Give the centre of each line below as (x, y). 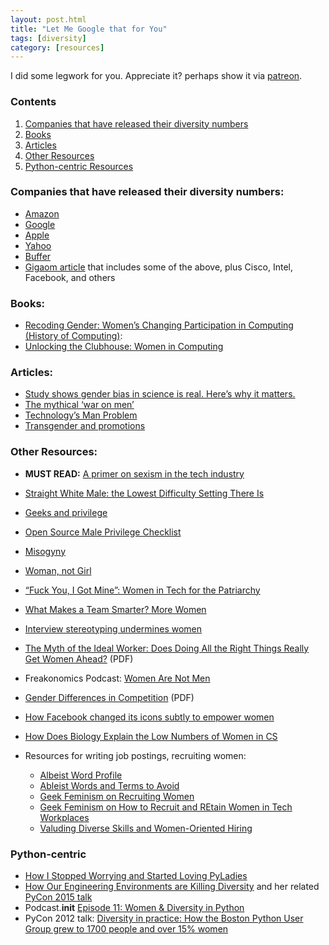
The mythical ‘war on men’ (79, 405)
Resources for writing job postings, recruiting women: (135, 755)
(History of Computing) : (73, 336)
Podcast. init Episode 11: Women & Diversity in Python (134, 908)
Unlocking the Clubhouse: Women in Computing (124, 347)
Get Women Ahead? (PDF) (79, 658)
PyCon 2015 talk (58, 897)
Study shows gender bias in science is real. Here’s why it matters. (160, 394)
